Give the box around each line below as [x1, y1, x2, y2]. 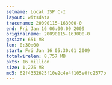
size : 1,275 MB [6, 64, 45, 71]
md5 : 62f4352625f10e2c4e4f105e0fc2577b [6, 70, 107, 76]
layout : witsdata [6, 14, 50, 20]
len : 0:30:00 [6, 42, 39, 48]
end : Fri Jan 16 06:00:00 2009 [6, 25, 85, 32]
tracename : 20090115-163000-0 [6, 20, 82, 26]
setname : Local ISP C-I [6, 8, 66, 15]
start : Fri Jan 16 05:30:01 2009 [6, 48, 90, 54]
